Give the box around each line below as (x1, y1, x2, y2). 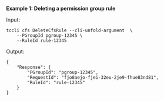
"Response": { (16, 64, 51, 70)
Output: (6, 48, 25, 55)
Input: (6, 16, 21, 23)
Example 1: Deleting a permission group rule (6, 5, 116, 12)
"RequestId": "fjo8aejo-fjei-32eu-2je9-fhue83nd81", (27, 75, 159, 81)
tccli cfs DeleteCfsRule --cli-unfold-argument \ (6, 27, 133, 33)
